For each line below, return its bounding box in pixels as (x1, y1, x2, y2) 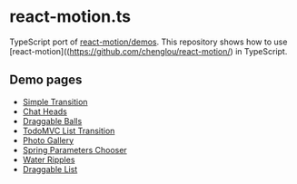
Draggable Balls (22, 115, 83, 126)
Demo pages (9, 73, 83, 88)
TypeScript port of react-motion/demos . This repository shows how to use (9, 36, 288, 47)
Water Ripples (22, 154, 75, 165)
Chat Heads (22, 106, 68, 117)
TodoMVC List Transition (22, 125, 115, 136)
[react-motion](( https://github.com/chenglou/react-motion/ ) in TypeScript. (9, 45, 288, 56)
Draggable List (22, 163, 78, 174)
